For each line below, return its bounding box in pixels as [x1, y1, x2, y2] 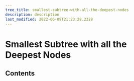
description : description [5, 12, 59, 17]
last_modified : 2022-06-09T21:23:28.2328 [5, 17, 93, 22]
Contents [5, 69, 35, 77]
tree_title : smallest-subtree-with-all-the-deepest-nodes [5, 7, 129, 13]
